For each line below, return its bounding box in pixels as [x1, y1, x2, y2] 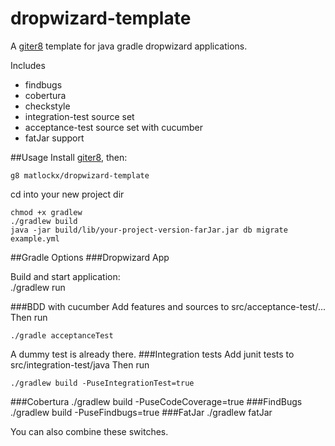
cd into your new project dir [10, 188, 125, 200]
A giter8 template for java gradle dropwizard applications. [10, 40, 248, 52]
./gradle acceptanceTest [10, 330, 114, 341]
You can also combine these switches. [10, 425, 169, 437]
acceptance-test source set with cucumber [24, 121, 204, 133]
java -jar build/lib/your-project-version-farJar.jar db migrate [10, 225, 288, 235]
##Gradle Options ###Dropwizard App [10, 251, 170, 263]
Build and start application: [10, 270, 121, 282]
